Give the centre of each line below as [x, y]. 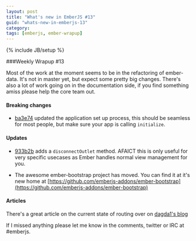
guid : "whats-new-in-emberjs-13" [47, 22]
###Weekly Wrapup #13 [35, 62]
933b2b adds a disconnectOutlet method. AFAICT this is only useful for [101, 151]
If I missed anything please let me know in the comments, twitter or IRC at [95, 225]
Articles [16, 201]
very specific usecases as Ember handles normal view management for [101, 157]
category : [18, 28]
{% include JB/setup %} [35, 50]
